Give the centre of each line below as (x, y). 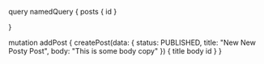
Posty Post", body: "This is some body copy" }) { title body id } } (115, 51)
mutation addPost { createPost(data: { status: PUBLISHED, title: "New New (132, 42)
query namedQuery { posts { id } (63, 12)
